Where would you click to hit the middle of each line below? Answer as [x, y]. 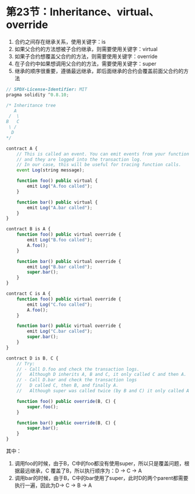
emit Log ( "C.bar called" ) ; [60, 331]
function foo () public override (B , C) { [66, 401]
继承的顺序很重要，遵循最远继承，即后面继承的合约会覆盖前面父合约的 [99, 71]
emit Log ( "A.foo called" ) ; [60, 186]
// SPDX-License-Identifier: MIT [47, 89]
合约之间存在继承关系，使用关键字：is [60, 42]
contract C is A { [28, 294]
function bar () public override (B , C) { [66, 423]
